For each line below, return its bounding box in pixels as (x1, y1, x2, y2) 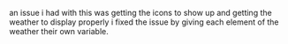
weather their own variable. (9, 26, 109, 36)
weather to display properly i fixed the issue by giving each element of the (9, 17, 280, 27)
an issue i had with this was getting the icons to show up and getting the (9, 8, 272, 18)
